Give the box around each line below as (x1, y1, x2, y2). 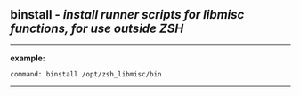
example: (10, 52, 45, 63)
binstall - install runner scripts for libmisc (10, 7, 245, 22)
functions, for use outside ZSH (10, 20, 184, 36)
